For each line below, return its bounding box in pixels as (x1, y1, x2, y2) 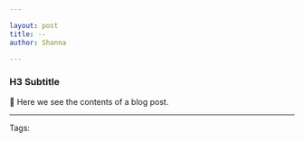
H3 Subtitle (9, 76, 61, 89)
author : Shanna (9, 38, 67, 47)
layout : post (9, 21, 59, 30)
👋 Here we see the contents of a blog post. (9, 96, 169, 107)
